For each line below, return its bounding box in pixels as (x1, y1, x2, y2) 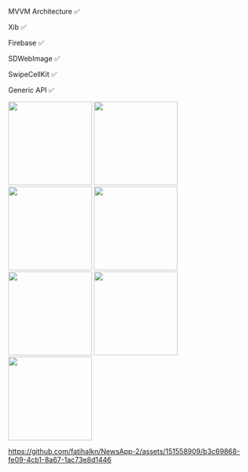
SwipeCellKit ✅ (8, 70, 57, 79)
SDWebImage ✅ (8, 54, 61, 63)
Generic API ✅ (8, 86, 55, 94)
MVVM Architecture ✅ (8, 7, 80, 16)
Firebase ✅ (8, 39, 45, 47)
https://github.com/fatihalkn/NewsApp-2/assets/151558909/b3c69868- (8, 447, 240, 455)
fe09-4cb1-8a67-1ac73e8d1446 (8, 455, 112, 464)
